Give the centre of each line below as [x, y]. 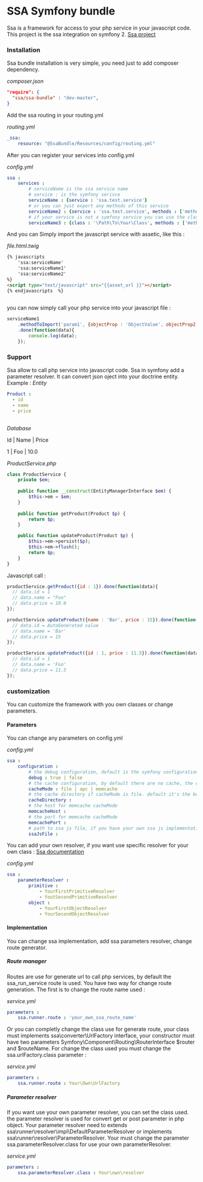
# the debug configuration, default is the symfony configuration [114, 772]
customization [28, 691]
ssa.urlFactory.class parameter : [47, 1055]
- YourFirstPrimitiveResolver [77, 892]
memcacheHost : [48, 812]
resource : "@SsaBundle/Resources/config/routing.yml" [86, 143]
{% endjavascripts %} [35, 291]
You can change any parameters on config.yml [65, 738]
